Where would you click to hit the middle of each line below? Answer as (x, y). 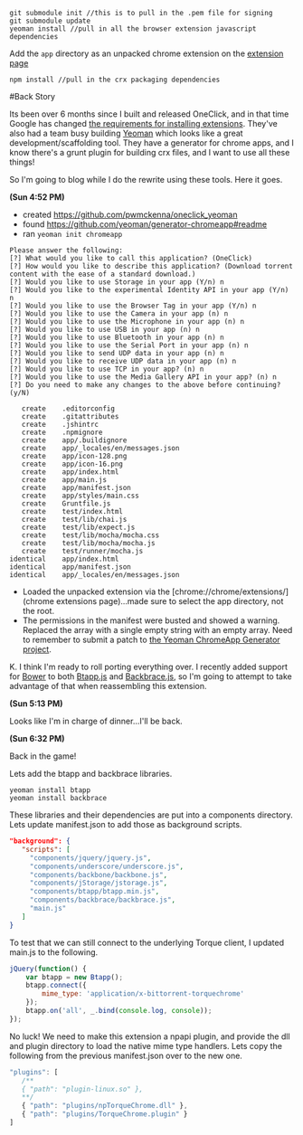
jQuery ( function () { (48, 969)
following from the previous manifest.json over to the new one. (126, 1055)
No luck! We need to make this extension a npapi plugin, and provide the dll (150, 1036)
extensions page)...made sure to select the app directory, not (170, 601)
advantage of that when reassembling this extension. (108, 686)
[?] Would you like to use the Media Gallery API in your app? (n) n (143, 377)
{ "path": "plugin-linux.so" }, (82, 1089)
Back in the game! (43, 756)
